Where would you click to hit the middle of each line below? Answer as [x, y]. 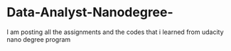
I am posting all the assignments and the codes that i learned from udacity [116, 32]
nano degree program [39, 39]
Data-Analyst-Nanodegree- [90, 12]
